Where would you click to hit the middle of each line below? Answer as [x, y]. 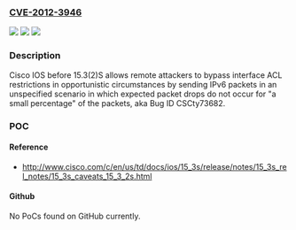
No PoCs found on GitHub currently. [75, 216]
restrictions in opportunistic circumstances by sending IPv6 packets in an [143, 84]
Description [35, 56]
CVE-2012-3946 [46, 12]
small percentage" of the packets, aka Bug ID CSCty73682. [117, 103]
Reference [29, 147]
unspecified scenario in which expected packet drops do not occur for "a [143, 94]
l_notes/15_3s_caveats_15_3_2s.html [87, 176]
